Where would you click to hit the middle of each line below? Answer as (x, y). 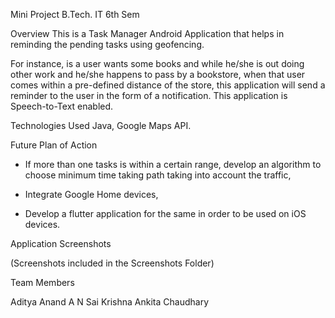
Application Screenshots (61, 243)
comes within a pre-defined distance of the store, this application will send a (168, 85)
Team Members (42, 282)
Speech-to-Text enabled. (62, 106)
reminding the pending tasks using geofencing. (107, 44)
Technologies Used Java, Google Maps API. (101, 125)
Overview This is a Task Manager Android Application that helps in (147, 33)
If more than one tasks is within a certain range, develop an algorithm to (173, 164)
